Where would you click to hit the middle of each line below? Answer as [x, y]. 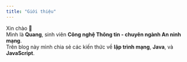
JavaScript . [21, 53]
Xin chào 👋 [19, 28]
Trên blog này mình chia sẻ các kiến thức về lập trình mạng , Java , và [90, 47]
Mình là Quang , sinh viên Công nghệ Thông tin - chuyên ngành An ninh [94, 34]
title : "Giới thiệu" [31, 11]
